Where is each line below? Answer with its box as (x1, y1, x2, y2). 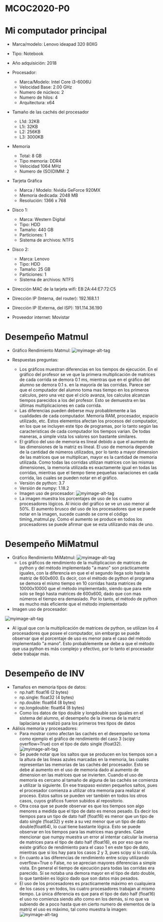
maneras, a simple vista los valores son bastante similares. (19, 434, 137, 439)
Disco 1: (12, 207, 28, 213)
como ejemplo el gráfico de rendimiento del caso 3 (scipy (19, 736, 135, 741)
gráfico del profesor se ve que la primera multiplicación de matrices (19, 372, 156, 378)
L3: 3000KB (19, 134, 44, 140)
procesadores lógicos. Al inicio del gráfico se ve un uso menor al (19, 501, 149, 506)
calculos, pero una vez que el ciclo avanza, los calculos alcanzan (19, 392, 150, 398)
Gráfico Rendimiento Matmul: (12, 347, 71, 353)
